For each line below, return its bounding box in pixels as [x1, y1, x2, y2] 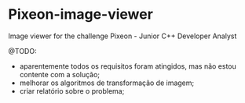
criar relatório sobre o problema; [19, 86, 125, 95]
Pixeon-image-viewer [8, 5, 153, 23]
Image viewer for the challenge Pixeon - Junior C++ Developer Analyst [8, 31, 237, 41]
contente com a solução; [19, 69, 101, 79]
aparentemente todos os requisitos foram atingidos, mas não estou [19, 61, 237, 71]
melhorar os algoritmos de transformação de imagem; [19, 78, 195, 87]
